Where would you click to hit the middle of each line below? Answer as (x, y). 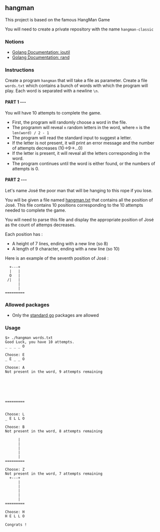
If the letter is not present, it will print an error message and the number (83, 143)
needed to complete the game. (36, 210)
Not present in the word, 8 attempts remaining (54, 432)
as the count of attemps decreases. (40, 225)
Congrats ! (16, 525)
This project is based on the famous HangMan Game (58, 19)
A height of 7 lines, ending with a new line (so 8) (60, 243)
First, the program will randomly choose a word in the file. (69, 122)
